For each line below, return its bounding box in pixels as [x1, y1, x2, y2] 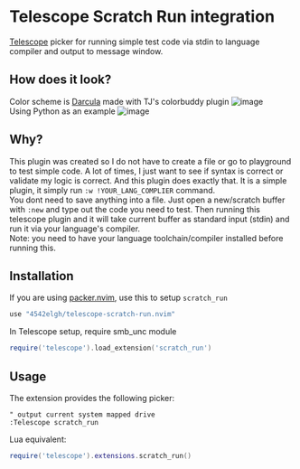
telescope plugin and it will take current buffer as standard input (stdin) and [9, 213, 290, 224]
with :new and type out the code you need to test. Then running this [9, 203, 260, 214]
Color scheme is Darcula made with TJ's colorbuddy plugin [9, 96, 230, 107]
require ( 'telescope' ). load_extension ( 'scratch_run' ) [9, 343, 212, 353]
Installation [9, 268, 74, 284]
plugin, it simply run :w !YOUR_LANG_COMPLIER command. [9, 184, 216, 195]
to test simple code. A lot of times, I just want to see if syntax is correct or [9, 165, 284, 176]
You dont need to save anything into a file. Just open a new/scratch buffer [9, 194, 286, 205]
